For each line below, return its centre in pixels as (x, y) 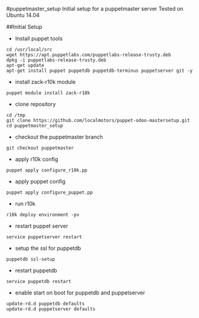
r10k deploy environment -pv (43, 215)
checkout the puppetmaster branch (59, 137)
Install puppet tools (39, 38)
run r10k (25, 204)
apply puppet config (40, 181)
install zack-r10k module (45, 82)
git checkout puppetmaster (40, 148)
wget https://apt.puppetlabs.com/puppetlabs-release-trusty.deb (89, 55)
